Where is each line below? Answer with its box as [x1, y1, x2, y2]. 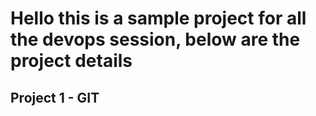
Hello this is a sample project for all [10, 7, 307, 30]
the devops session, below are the [10, 28, 301, 51]
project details [10, 50, 133, 72]
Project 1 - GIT [10, 89, 100, 106]
